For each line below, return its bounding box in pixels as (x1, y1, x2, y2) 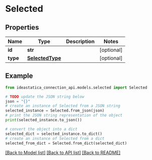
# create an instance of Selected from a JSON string (5, 104, 121, 109)
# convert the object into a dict (5, 126, 78, 131)
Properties (5, 23, 39, 32)
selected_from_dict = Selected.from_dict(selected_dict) (5, 140, 127, 146)
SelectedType (27, 55, 61, 61)
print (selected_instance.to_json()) (5, 118, 82, 123)
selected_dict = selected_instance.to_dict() (5, 131, 102, 136)
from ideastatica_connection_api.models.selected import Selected (5, 85, 147, 90)
